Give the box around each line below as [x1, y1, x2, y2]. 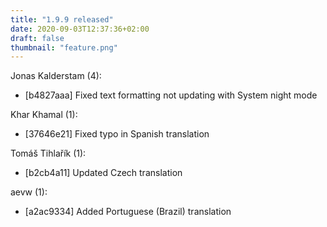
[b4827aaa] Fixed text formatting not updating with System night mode [24, 89, 318, 101]
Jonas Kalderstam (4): [10, 70, 102, 82]
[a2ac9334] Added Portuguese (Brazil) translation [24, 206, 232, 218]
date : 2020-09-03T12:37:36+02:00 [10, 24, 150, 34]
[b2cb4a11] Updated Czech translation [24, 167, 183, 179]
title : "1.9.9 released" [10, 14, 114, 25]
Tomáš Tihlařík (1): [10, 147, 87, 160]
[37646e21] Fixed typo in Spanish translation [24, 128, 210, 140]
